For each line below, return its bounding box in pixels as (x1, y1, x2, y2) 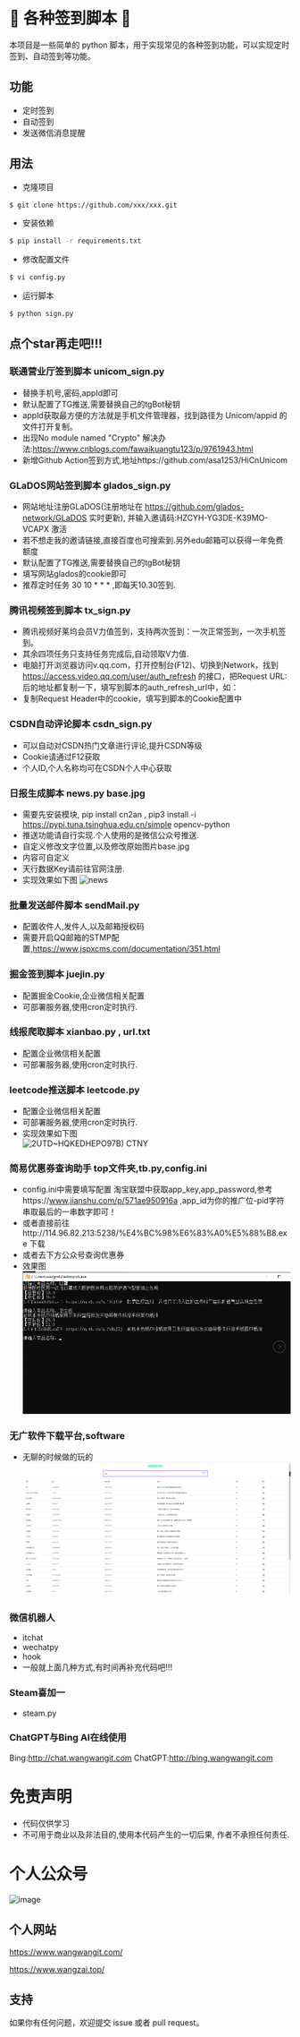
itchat (21, 1632, 44, 1643)
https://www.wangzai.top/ (9, 1964, 105, 1974)
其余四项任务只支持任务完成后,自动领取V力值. (21, 648, 189, 659)
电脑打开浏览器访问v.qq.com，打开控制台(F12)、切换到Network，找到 (21, 660, 279, 671)
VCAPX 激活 (21, 524, 68, 535)
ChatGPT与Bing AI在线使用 (9, 1732, 127, 1744)
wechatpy (21, 1642, 60, 1653)
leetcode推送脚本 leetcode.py (9, 1083, 140, 1096)
